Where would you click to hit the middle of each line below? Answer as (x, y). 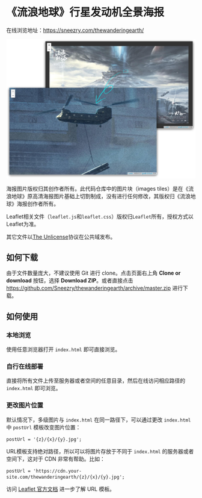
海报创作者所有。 (38, 204)
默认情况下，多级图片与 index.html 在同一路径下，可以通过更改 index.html (99, 420)
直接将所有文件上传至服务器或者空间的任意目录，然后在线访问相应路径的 (96, 381)
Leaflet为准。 (23, 224)
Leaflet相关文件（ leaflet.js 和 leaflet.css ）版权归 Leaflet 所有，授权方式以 (100, 216)
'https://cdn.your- (57, 471)
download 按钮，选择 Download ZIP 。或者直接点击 (70, 281)
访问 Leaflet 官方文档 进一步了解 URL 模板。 (61, 489)
